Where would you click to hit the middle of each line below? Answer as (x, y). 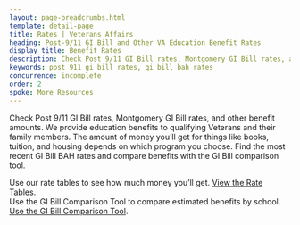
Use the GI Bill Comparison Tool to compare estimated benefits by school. (145, 201)
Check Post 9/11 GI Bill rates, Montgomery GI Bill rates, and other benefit (142, 118)
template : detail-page (51, 26)
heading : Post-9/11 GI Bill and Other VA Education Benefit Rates (135, 42)
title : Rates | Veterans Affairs (71, 34)
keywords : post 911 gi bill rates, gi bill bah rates (112, 68)
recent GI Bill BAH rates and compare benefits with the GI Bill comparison (144, 155)
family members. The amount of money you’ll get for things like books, (139, 137)
